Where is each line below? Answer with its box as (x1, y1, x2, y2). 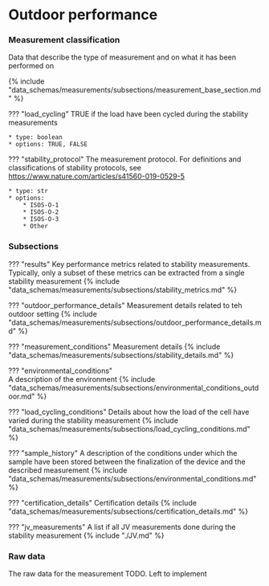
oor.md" (8, 391, 35, 401)
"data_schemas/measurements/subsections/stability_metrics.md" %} (8, 285, 238, 294)
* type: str (8, 187, 48, 195)
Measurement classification (8, 35, 120, 46)
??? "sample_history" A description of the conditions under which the (8, 448, 238, 457)
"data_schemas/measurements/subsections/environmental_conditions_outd (8, 383, 259, 392)
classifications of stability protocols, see (8, 163, 142, 173)
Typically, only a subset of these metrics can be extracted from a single (8, 268, 245, 277)
